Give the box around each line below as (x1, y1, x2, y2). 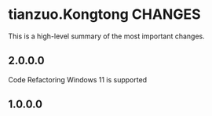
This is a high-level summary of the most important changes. (8, 31, 206, 41)
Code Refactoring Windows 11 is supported (8, 74, 148, 84)
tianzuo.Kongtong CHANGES (8, 5, 201, 24)
